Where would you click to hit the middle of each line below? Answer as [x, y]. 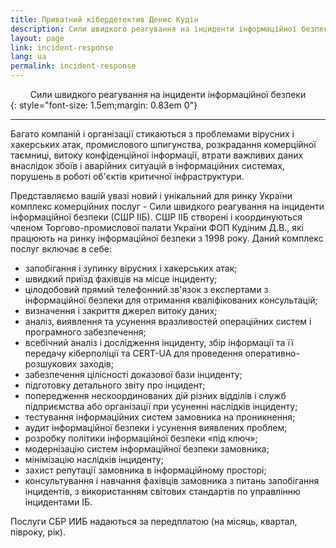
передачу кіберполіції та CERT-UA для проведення [133, 353]
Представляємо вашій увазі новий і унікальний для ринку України [151, 195]
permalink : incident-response [73, 66]
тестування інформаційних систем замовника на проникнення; [160, 417]
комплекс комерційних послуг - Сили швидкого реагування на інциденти [167, 206]
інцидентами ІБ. [58, 502]
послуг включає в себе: [61, 249]
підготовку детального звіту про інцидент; [115, 385]
